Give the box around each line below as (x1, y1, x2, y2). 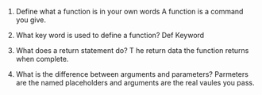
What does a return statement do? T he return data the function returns (15, 46, 249, 55)
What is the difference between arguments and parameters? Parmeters (15, 70, 249, 78)
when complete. (15, 55, 69, 63)
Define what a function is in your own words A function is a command (15, 7, 244, 16)
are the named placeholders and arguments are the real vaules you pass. (15, 78, 255, 87)
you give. (15, 15, 46, 25)
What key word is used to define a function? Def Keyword (15, 31, 205, 40)
